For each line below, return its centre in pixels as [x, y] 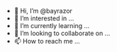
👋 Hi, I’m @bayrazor [43, 11]
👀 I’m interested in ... [44, 18]
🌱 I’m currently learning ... [52, 26]
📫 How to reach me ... [47, 41]
